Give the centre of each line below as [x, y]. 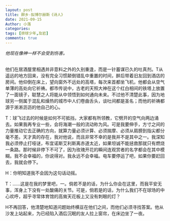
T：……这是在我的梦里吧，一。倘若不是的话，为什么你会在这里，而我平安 [81, 184]
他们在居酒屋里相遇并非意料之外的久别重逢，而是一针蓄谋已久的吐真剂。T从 [84, 69]
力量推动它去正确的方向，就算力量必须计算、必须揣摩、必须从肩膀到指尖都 [83, 130]
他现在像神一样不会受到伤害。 [36, 53]
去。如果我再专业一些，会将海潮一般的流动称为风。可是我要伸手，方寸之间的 [85, 124]
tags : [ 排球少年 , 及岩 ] [27, 33]
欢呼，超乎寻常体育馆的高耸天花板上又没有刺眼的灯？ [65, 196]
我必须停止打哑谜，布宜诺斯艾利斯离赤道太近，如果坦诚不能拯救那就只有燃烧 [85, 143]
